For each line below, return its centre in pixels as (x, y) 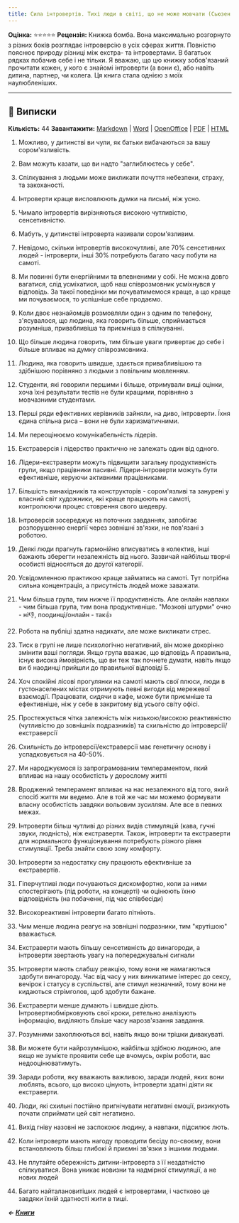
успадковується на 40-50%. (61, 754)
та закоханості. (41, 185)
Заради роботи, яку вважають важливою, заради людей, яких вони (121, 1077)
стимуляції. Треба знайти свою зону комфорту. (90, 849)
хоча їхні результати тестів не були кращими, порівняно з (106, 392)
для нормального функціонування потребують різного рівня (110, 841)
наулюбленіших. (33, 82)
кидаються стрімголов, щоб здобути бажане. (87, 992)
